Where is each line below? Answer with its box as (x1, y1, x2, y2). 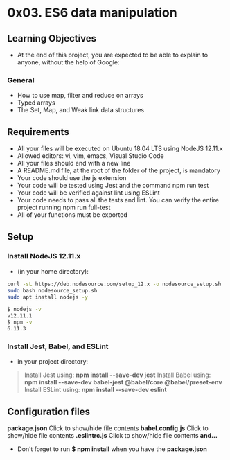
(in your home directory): (17, 267, 89, 275)
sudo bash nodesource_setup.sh (7, 287, 98, 294)
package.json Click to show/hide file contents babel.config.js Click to (7, 424, 209, 432)
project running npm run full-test (17, 203, 111, 212)
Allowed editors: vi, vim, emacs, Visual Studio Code (17, 152, 164, 160)
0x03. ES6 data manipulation (7, 5, 178, 21)
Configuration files (7, 405, 90, 417)
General (7, 75, 35, 85)
